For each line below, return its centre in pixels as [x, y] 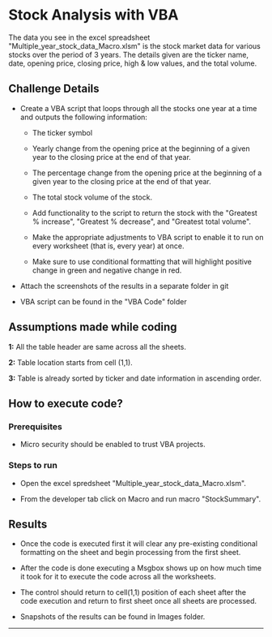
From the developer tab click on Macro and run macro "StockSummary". [140, 499]
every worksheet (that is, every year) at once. [108, 246]
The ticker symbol [62, 132]
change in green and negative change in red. [107, 270]
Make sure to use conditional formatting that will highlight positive [142, 261]
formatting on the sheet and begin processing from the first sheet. [130, 553]
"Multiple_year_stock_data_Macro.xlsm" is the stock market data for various [134, 45]
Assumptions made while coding [93, 327]
